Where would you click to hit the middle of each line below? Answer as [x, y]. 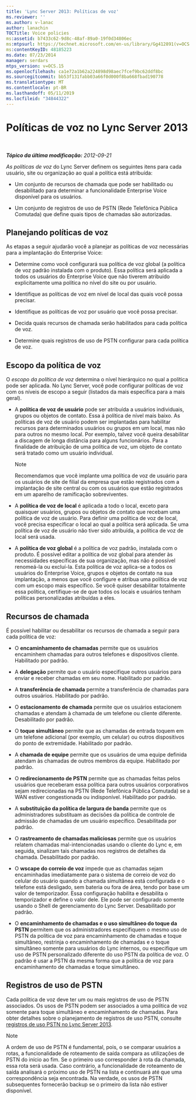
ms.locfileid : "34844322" [37, 98]
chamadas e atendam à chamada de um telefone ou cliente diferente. [98, 713]
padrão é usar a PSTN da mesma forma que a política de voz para [94, 961]
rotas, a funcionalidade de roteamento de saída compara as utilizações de [95, 1053]
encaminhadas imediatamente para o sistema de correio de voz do [95, 874]
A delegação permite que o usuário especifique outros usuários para [98, 672]
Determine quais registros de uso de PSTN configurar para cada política [102, 341]
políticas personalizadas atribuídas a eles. [65, 598]
